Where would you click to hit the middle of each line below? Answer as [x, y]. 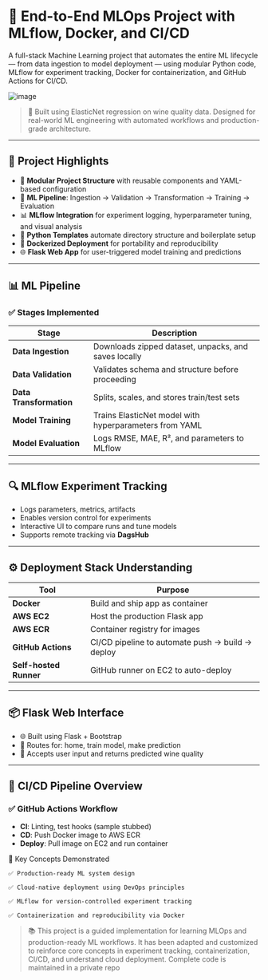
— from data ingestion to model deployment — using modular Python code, [132, 64]
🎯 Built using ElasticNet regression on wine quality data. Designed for [142, 112]
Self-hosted [36, 666]
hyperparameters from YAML [148, 425]
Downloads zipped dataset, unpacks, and [171, 346]
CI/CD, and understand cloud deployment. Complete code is [127, 959]
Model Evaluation [46, 444]
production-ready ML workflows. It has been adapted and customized [143, 942]
